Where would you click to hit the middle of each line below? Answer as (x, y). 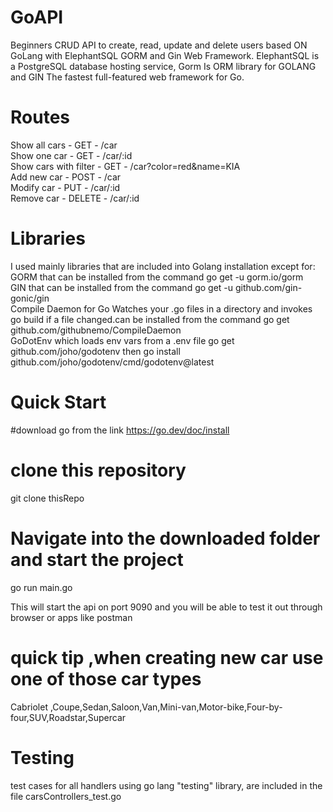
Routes (40, 117)
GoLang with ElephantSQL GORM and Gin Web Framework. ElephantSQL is (165, 55)
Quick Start (58, 402)
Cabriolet (29, 707)
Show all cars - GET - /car (64, 145)
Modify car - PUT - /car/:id (65, 187)
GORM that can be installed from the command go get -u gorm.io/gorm (157, 277)
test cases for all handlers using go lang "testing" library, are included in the (166, 785)
